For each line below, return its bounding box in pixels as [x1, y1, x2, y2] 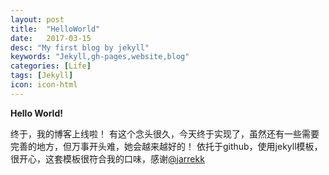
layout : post [10, 14, 65, 25]
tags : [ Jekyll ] [10, 71, 74, 81]
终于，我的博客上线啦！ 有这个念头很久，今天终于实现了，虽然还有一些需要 [10, 127, 320, 140]
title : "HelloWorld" [10, 24, 101, 34]
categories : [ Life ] [10, 61, 92, 71]
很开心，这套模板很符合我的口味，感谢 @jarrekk [10, 152, 205, 165]
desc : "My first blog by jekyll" [10, 42, 150, 53]
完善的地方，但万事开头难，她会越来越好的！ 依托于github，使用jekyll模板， [10, 140, 323, 152]
